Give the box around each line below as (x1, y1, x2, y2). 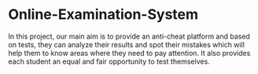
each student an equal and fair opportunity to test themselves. (8, 57, 210, 66)
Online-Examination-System (8, 6, 199, 24)
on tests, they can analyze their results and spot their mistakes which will (8, 39, 245, 49)
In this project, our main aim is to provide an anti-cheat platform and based (8, 31, 250, 41)
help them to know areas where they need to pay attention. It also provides (8, 48, 251, 57)
